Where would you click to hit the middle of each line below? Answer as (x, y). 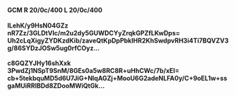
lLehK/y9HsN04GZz (38, 25)
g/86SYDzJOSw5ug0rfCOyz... (54, 48)
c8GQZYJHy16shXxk (39, 63)
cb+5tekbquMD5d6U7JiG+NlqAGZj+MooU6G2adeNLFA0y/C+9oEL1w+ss (117, 79)
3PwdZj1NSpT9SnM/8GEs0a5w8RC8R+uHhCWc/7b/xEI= (93, 71)
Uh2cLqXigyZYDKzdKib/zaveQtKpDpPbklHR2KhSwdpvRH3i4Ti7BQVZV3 (118, 41)
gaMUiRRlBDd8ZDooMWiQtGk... (56, 86)
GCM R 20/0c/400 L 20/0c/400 (55, 10)
